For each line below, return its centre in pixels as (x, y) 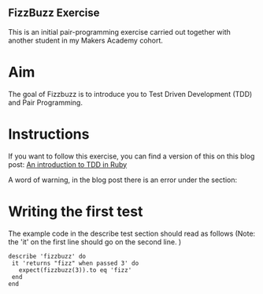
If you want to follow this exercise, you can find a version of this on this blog (131, 156)
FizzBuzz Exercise (54, 13)
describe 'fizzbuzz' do (47, 256)
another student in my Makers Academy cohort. (86, 40)
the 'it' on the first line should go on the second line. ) (95, 242)
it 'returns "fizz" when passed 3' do (75, 263)
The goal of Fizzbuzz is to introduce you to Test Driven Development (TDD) (130, 94)
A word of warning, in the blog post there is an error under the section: (123, 180)
